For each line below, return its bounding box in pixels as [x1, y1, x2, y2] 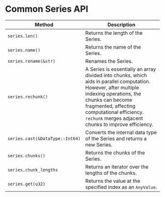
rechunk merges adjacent [85, 114, 143, 121]
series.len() [7, 33, 38, 39]
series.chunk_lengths [7, 167, 58, 172]
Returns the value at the [85, 177, 140, 184]
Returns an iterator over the [85, 163, 149, 170]
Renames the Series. [85, 57, 133, 64]
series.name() [7, 47, 41, 53]
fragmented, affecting [85, 102, 136, 109]
